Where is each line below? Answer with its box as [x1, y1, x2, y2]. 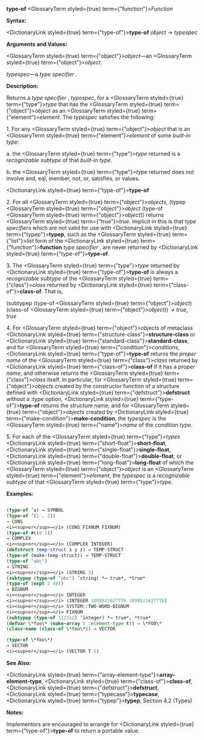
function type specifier [40, 243, 99, 251]
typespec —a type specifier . [6, 71, 77, 78]
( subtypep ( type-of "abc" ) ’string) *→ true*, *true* [6, 575, 146, 581]
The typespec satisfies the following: [62, 114, 155, 120]
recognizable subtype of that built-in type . [6, 156, 113, 164]
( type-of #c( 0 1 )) [6, 529, 53, 536]
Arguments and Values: [6, 41, 68, 47]
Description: [6, 82, 38, 89]
